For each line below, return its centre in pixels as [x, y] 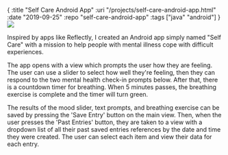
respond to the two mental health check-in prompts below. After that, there [113, 80]
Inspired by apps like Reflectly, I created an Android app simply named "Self [114, 37]
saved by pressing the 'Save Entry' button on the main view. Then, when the [114, 115]
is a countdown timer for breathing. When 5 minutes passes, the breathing [112, 87]
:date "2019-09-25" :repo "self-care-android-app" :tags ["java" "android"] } [114, 17]
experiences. [26, 52]
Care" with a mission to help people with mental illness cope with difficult [110, 45]
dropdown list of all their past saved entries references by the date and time [114, 129]
